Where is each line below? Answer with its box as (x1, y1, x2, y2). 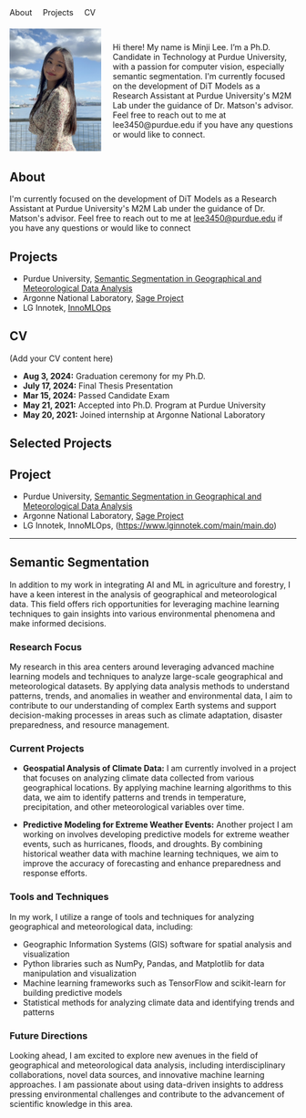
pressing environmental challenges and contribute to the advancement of (9, 1089, 285, 1100)
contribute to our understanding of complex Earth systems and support (9, 700, 277, 711)
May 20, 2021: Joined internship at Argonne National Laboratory (22, 409, 266, 420)
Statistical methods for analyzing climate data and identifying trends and (22, 997, 295, 1008)
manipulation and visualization (22, 968, 137, 978)
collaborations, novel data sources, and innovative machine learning (9, 1070, 265, 1081)
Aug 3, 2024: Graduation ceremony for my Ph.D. (22, 370, 207, 381)
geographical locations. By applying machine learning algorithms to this (22, 782, 292, 793)
